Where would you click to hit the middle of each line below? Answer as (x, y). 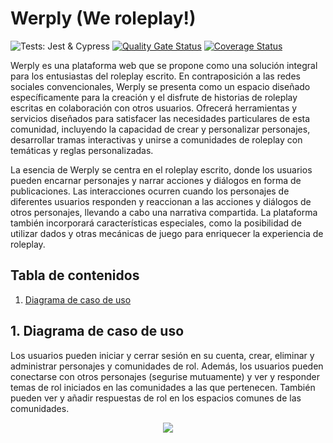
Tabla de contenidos (75, 275)
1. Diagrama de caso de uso (97, 331)
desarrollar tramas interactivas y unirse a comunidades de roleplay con (156, 139)
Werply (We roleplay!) (103, 18)
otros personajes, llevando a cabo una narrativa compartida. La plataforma (164, 212)
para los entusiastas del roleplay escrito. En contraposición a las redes (155, 76)
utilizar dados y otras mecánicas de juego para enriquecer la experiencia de (167, 233)
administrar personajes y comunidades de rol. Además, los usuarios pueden (167, 366)
